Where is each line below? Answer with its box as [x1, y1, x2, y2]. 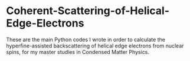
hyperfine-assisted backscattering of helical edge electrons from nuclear [6, 42, 184, 49]
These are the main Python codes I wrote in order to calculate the [6, 36, 165, 43]
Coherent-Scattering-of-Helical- [6, 4, 170, 18]
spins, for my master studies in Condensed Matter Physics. [6, 48, 149, 55]
